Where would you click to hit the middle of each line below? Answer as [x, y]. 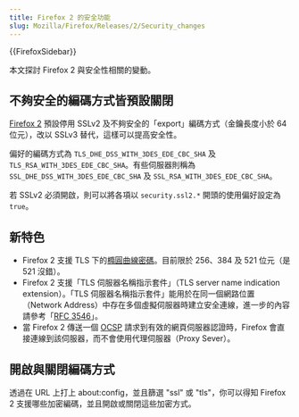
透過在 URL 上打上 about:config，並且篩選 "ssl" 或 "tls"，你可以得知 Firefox [148, 392]
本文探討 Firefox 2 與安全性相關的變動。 [83, 70]
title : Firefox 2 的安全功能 [60, 17]
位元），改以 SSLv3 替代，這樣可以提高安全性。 [96, 135]
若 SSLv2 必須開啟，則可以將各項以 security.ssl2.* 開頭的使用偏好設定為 [145, 195]
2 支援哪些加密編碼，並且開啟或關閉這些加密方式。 [103, 404]
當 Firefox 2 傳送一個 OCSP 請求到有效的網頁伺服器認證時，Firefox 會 [149, 328]
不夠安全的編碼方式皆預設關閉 [91, 100]
